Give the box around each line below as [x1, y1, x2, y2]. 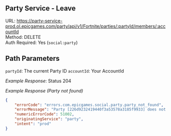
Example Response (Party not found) [5, 87, 83, 94]
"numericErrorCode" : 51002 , [14, 112, 74, 117]
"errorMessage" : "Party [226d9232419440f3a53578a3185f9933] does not [14, 107, 166, 112]
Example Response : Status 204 [5, 78, 72, 84]
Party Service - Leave [5, 4, 76, 13]
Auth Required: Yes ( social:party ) [5, 39, 78, 46]
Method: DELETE [5, 34, 41, 40]
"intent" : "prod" [14, 121, 52, 126]
